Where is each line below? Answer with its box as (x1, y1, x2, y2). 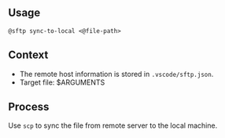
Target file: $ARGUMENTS (19, 78, 105, 87)
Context (8, 49, 49, 62)
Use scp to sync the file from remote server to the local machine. (8, 121, 218, 130)
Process (8, 100, 50, 114)
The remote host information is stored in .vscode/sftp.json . (19, 69, 214, 78)
